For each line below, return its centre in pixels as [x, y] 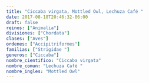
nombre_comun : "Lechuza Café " [44, 66]
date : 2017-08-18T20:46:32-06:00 [47, 17]
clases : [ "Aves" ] [27, 39]
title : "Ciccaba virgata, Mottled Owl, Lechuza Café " [75, 11]
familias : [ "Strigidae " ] [38, 50]
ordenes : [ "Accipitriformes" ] [43, 44]
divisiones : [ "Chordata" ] [38, 33]
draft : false [22, 22]
